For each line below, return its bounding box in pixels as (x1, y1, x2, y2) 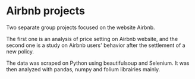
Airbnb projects (6, 4, 85, 18)
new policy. (6, 48, 34, 55)
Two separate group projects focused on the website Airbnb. (6, 24, 156, 31)
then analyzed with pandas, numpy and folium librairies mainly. (6, 65, 161, 72)
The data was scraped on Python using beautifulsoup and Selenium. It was (6, 59, 190, 67)
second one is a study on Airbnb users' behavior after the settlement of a (6, 42, 185, 49)
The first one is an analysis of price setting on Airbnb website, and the (6, 35, 178, 42)
